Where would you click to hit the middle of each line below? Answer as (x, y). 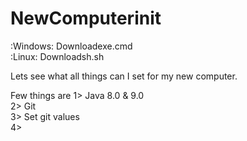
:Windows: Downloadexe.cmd (71, 46)
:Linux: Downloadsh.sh (57, 56)
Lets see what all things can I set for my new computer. (124, 76)
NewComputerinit (86, 18)
